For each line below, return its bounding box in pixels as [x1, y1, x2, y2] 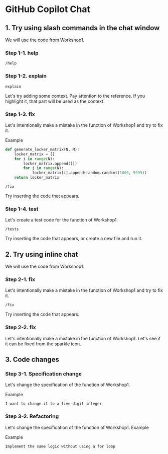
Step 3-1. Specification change [5, 370, 82, 377]
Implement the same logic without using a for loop [5, 444, 115, 449]
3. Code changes [5, 355, 59, 364]
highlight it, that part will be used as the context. [5, 98, 105, 104]
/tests [5, 226, 19, 232]
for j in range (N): [23, 166, 64, 171]
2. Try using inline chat [5, 250, 78, 259]
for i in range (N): [14, 156, 55, 162]
